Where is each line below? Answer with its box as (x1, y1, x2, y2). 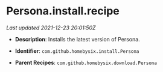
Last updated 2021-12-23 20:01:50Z (6, 24, 96, 31)
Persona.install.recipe (6, 4, 120, 18)
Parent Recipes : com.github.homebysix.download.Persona (14, 59, 157, 66)
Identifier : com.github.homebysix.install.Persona (14, 47, 139, 55)
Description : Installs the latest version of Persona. (14, 35, 140, 43)
